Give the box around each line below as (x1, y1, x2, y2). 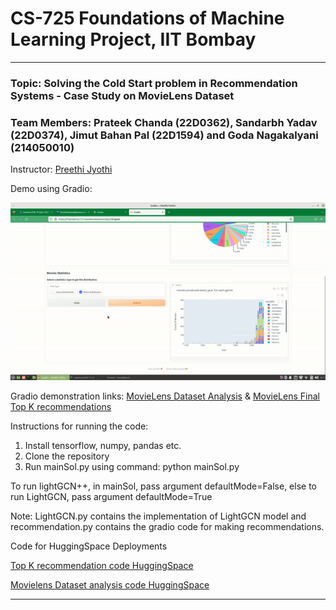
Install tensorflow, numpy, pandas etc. (24, 440, 182, 452)
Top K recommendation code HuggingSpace (10, 560, 194, 572)
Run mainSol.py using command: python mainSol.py (24, 461, 240, 473)
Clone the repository (24, 450, 110, 462)
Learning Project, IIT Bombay (10, 28, 257, 51)
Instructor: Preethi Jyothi (10, 163, 113, 176)
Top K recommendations (10, 401, 112, 413)
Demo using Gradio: (10, 183, 93, 195)
